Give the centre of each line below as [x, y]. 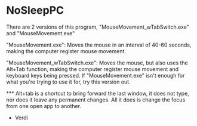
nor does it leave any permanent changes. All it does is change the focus [96, 100]
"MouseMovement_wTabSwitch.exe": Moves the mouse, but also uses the [97, 63]
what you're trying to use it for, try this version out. [68, 82]
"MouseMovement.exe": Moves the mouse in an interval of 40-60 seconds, [99, 45]
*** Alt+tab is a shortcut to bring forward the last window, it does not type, [98, 93]
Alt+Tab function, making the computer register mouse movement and [93, 69]
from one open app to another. [44, 106]
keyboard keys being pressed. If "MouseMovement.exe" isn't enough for [96, 75]
